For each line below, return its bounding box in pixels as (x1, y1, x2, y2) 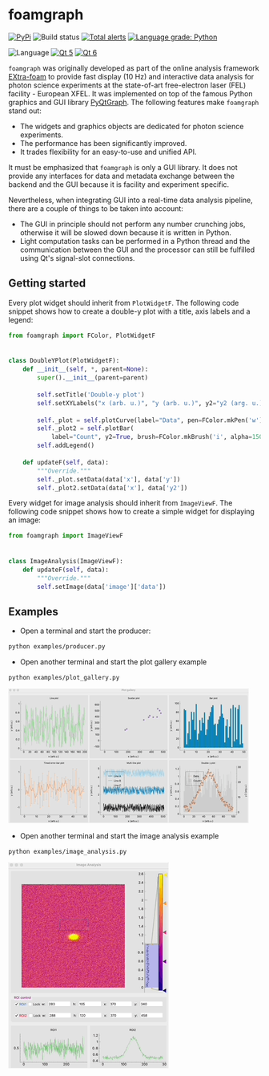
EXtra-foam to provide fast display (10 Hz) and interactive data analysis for (8, 71, 255, 81)
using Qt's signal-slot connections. (19, 253, 135, 262)
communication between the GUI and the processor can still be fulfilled (19, 245, 255, 254)
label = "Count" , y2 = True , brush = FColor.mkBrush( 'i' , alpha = (50, 433, 252, 441)
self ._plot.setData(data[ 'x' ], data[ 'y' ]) (37, 475, 181, 483)
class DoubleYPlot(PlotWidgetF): (8, 357, 120, 365)
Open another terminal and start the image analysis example (19, 831, 219, 841)
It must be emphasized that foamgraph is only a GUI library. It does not (8, 162, 238, 172)
